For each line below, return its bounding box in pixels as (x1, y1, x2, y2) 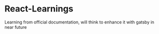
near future (4, 24, 27, 30)
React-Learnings (4, 3, 73, 14)
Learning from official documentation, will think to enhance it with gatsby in (4, 19, 155, 25)
